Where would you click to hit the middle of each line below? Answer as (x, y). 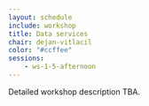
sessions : (27, 58)
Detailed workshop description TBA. (74, 91)
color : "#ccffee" (40, 50)
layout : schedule (40, 17)
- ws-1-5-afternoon (60, 67)
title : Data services (48, 34)
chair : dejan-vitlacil (50, 42)
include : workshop (42, 26)
